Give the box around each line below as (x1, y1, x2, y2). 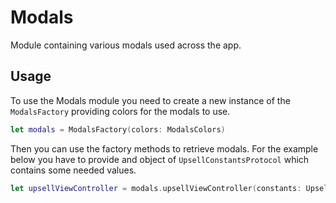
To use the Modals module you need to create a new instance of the (10, 94, 291, 106)
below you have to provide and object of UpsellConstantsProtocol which (10, 153, 310, 165)
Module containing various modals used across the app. (10, 39, 242, 51)
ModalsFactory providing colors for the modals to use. (10, 105, 231, 117)
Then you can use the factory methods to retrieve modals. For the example (10, 142, 319, 155)
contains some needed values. (10, 164, 137, 176)
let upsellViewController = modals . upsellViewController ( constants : (10, 183, 302, 193)
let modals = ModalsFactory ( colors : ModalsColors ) (10, 124, 226, 135)
